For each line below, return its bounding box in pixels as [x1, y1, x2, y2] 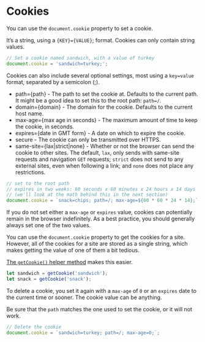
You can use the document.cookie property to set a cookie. [6, 25, 153, 32]
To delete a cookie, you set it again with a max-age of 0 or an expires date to [6, 287, 197, 294]
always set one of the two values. [6, 222, 91, 229]
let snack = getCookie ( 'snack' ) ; [6, 276, 92, 282]
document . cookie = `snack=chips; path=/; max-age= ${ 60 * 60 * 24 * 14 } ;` [6, 198, 199, 204]
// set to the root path [6, 180, 70, 187]
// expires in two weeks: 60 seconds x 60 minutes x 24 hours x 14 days [6, 186, 196, 192]
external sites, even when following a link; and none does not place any [15, 161, 194, 169]
